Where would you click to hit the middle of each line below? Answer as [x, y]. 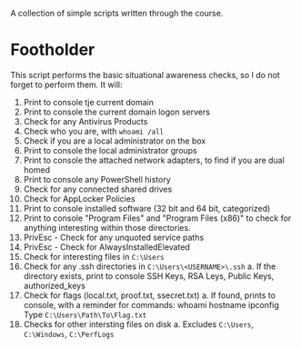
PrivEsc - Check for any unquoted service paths [114, 237]
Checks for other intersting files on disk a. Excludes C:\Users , [138, 324]
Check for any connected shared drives [98, 189]
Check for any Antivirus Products [85, 121]
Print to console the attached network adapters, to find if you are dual [154, 160]
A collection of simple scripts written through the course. [117, 13]
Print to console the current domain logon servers [116, 112]
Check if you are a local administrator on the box [115, 141]
